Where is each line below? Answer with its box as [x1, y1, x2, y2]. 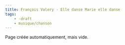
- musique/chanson [14, 21, 52, 26]
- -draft [14, 16, 32, 21]
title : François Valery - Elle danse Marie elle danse [5, 7, 121, 12]
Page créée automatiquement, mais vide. [5, 34, 89, 40]
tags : [5, 12, 16, 17]
